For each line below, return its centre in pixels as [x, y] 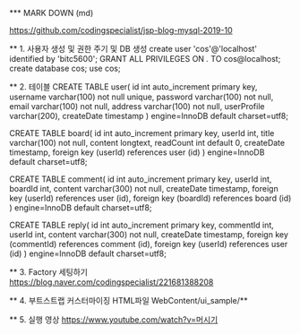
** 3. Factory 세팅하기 [48, 272]
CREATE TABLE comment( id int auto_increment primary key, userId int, [141, 179]
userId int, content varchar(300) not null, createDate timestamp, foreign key [149, 235]
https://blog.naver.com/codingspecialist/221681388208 [111, 282]
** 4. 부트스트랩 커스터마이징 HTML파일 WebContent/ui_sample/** [129, 300]
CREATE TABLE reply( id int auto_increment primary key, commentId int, [142, 225]
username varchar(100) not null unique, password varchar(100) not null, [141, 97]
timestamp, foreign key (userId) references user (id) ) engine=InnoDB [137, 152]
